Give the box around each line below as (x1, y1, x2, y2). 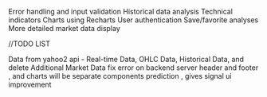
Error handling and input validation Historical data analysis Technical (8, 7, 234, 16)
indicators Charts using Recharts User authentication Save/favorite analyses (8, 15, 259, 25)
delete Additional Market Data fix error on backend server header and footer (8, 63, 259, 72)
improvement (8, 80, 52, 89)
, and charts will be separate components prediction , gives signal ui (8, 72, 232, 80)
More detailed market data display (8, 24, 121, 33)
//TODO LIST (8, 39, 50, 48)
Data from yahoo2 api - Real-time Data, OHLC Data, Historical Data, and (8, 55, 245, 64)
